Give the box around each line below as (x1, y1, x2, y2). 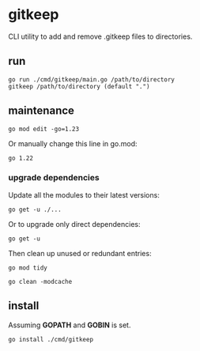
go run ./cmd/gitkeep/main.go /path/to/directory (8, 75, 175, 84)
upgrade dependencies (8, 172, 100, 183)
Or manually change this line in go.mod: (8, 138, 138, 148)
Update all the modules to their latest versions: (8, 190, 160, 199)
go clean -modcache (8, 277, 73, 285)
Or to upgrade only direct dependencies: (8, 219, 141, 228)
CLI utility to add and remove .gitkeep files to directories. (8, 32, 193, 41)
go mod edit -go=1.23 (8, 125, 80, 133)
